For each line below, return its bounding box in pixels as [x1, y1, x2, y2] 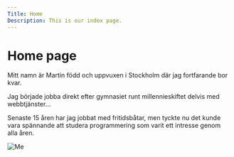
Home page [7, 48, 77, 64]
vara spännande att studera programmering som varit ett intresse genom [7, 121, 221, 130]
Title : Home [7, 10, 43, 18]
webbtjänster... [7, 100, 51, 109]
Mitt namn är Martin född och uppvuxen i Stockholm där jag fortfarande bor [7, 71, 228, 80]
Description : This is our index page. [7, 17, 122, 24]
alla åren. [7, 129, 34, 137]
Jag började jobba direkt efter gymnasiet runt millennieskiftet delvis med [7, 92, 220, 101]
